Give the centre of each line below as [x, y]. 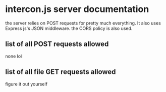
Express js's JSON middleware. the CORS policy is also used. [69, 28]
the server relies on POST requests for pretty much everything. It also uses [83, 23]
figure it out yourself [26, 84]
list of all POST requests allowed [57, 44]
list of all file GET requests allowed [61, 72]
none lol [14, 56]
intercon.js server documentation [77, 9]
